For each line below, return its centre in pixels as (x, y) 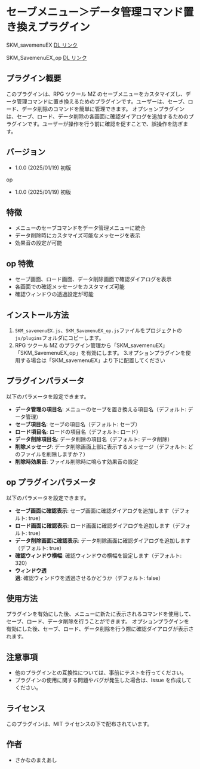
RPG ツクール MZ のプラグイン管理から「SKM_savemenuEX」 (91, 345)
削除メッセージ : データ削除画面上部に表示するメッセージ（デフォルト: (101, 446)
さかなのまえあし (36, 760)
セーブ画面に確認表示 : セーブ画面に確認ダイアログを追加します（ (95, 510)
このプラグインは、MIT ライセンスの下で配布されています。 (79, 724)
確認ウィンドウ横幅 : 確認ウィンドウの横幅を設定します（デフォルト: (98, 555)
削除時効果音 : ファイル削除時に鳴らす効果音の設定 (76, 461)
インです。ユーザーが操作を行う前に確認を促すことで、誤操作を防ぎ (100, 124)
